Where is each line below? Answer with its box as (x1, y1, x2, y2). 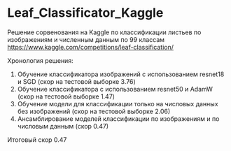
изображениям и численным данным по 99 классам (7, 35, 165, 43)
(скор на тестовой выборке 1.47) (17, 92, 115, 101)
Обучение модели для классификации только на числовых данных (17, 99, 218, 108)
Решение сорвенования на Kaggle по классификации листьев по (7, 28, 202, 36)
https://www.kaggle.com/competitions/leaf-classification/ (7, 43, 174, 51)
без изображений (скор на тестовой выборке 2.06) (17, 107, 171, 115)
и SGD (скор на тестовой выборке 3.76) (17, 77, 136, 85)
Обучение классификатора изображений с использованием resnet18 (17, 70, 225, 78)
